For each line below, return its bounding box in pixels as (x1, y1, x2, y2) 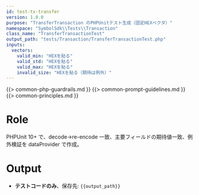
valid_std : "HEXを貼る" (17, 58, 73, 64)
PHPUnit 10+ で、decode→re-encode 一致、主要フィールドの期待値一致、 (6, 133, 188, 140)
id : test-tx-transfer (6, 8, 60, 15)
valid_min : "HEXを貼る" (17, 53, 73, 59)
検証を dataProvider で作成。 (11, 141, 83, 148)
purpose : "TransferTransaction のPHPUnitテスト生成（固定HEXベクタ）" (6, 20, 173, 26)
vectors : (11, 48, 33, 54)
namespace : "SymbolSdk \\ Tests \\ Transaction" (6, 25, 118, 32)
